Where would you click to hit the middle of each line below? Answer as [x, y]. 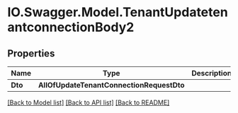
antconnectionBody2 [71, 27]
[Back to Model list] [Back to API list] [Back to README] [89, 102]
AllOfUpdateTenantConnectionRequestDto [111, 85]
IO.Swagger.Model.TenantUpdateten [118, 12]
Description [211, 73]
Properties [31, 53]
